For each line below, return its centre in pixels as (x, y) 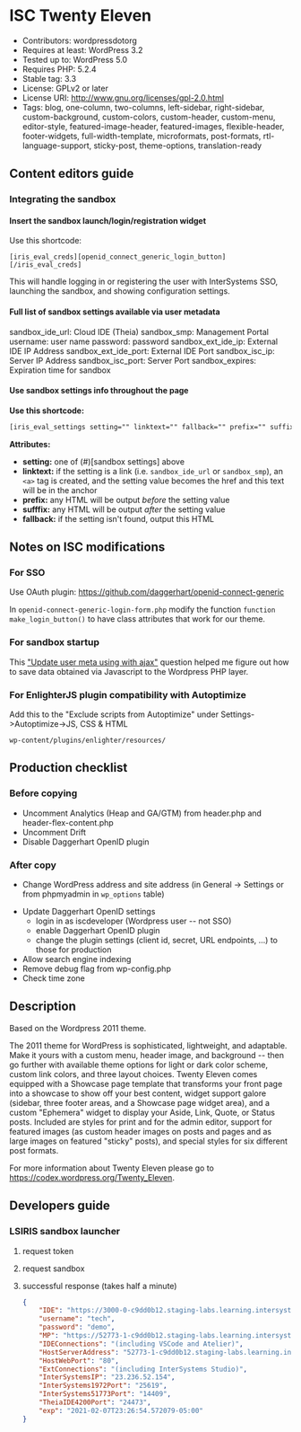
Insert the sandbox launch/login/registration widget (108, 220)
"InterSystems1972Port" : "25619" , (103, 1386)
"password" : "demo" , (77, 1327)
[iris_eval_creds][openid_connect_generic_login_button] (118, 257)
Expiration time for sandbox (60, 370)
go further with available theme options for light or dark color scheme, (139, 1065)
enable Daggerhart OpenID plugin (98, 930)
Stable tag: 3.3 (49, 78)
